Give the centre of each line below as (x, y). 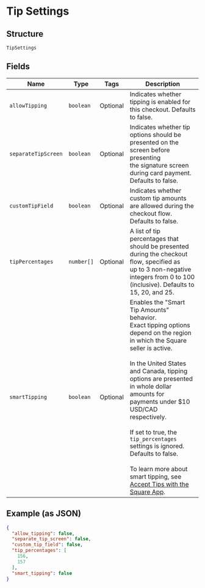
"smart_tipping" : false (42, 573)
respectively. (148, 417)
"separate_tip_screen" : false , (52, 539)
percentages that (154, 239)
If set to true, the (153, 432)
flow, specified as (155, 261)
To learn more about (159, 469)
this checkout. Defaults (163, 110)
